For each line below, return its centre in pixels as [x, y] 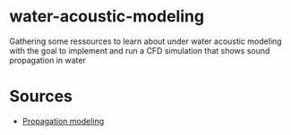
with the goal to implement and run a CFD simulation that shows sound [140, 50]
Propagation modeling [63, 121]
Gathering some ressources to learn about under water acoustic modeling [145, 41]
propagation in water [48, 60]
